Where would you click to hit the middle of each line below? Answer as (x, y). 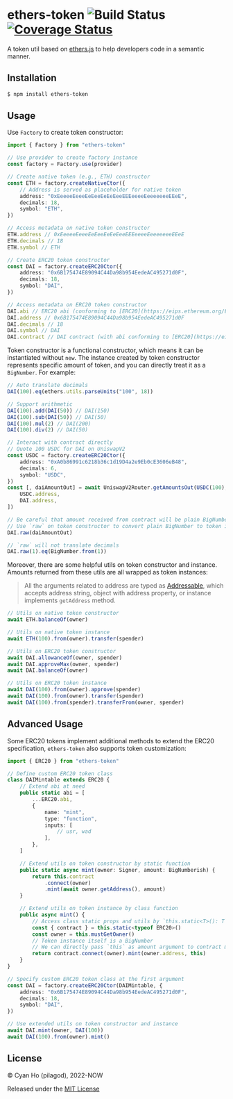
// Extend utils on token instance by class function (99, 909)
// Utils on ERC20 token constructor (62, 651)
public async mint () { (52, 915)
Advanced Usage (45, 724)
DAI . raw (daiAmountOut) (40, 532)
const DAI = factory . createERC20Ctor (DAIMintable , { (85, 985)
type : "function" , (71, 819)
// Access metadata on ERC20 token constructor (77, 305)
